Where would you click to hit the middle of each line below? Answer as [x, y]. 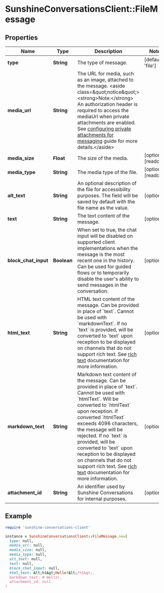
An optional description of [107, 183]
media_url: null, [27, 545]
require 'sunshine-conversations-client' [48, 527]
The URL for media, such [106, 74]
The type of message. [102, 62]
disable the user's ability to [108, 279]
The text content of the [104, 216]
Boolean [63, 260]
